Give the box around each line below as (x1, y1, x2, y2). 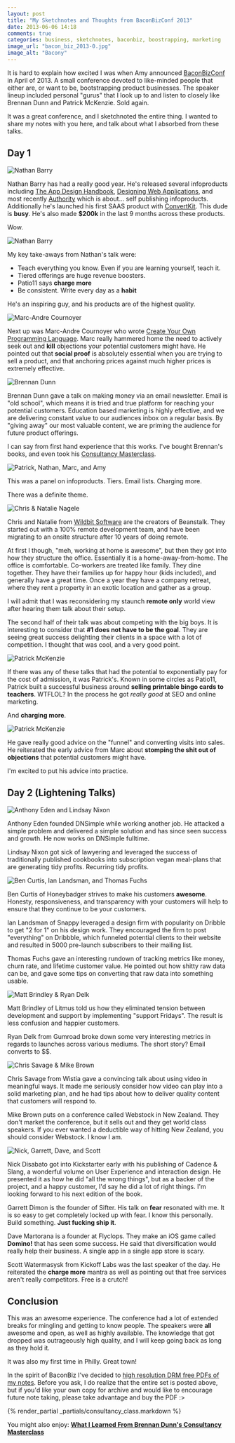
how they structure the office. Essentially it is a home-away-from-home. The (7, 553, 229, 562)
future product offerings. (7, 429, 79, 437)
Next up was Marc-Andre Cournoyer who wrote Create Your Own (7, 327, 196, 335)
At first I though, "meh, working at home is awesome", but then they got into (7, 546, 227, 554)
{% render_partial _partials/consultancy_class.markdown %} (7, 1407, 182, 1416)
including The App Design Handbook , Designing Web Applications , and (7, 187, 213, 195)
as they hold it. (7, 1344, 51, 1353)
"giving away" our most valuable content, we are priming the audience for (7, 421, 221, 429)
